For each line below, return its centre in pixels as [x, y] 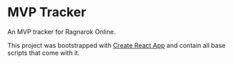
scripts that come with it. [44, 53]
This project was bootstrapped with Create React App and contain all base [116, 45]
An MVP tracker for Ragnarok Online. [62, 32]
